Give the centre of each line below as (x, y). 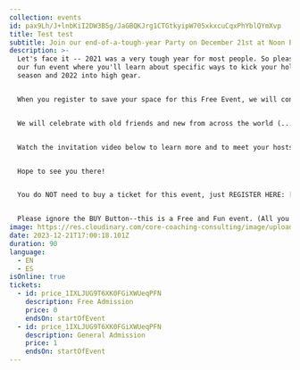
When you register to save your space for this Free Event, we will (147, 99)
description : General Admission (85, 335)
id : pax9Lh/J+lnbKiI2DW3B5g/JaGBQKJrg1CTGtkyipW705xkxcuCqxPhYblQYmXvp (145, 26)
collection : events (46, 17)
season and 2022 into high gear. (79, 76)
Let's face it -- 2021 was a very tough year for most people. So (143, 59)
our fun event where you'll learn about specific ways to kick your (147, 68)
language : (28, 252)
